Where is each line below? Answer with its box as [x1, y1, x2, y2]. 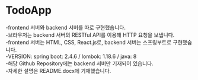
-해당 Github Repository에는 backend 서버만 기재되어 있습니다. [5, 60, 154, 67]
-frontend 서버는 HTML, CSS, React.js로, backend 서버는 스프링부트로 [5, 39, 172, 46]
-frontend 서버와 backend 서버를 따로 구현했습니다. [5, 24, 126, 31]
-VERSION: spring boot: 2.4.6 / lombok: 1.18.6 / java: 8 [5, 53, 137, 60]
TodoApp [5, 4, 52, 17]
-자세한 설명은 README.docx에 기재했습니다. [5, 67, 111, 74]
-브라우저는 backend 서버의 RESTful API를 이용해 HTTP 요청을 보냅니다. [5, 31, 175, 39]
